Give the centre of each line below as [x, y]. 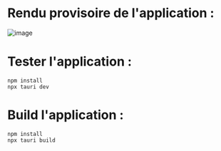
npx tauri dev [29, 87]
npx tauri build [31, 140]
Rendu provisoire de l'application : [111, 13]
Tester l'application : [70, 62]
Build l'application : [66, 115]
